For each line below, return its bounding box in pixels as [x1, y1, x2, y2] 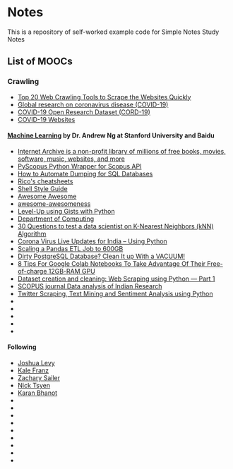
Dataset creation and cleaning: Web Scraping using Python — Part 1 [17, 274, 215, 283]
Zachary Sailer [17, 374, 60, 382]
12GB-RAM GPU [48, 267, 95, 275]
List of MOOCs [7, 56, 73, 68]
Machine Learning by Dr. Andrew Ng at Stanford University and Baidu [7, 131, 215, 140]
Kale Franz [17, 366, 49, 374]
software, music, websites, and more [17, 154, 126, 163]
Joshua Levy [17, 359, 55, 367]
